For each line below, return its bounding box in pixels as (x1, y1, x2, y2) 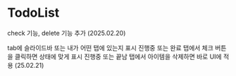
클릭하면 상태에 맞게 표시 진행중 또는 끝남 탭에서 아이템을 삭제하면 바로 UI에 (14, 52, 222, 61)
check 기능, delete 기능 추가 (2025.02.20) (7, 29, 126, 37)
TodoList (7, 5, 60, 21)
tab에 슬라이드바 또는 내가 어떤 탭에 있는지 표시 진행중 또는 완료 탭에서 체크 (7, 43, 213, 52)
